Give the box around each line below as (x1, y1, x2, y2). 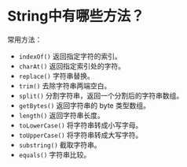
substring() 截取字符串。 (18, 139, 101, 150)
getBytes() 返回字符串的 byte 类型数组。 (18, 100, 151, 110)
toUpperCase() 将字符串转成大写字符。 (18, 130, 143, 139)
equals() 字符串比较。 (18, 150, 91, 159)
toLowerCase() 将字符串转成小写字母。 (18, 120, 143, 130)
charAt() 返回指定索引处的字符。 (18, 61, 126, 71)
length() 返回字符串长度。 (18, 110, 105, 120)
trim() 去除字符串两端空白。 (18, 80, 112, 91)
